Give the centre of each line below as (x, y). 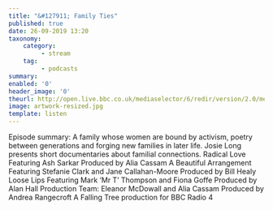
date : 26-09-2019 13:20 (49, 31)
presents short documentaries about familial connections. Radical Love (127, 154)
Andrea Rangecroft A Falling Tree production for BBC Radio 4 (111, 197)
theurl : (22, 99)
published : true (36, 24)
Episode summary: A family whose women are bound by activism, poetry (131, 137)
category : (40, 46)
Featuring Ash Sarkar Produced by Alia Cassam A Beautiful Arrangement (130, 163)
